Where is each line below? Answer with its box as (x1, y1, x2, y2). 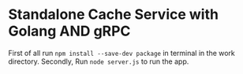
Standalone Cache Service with (8, 6, 219, 24)
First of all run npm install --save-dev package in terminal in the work (8, 48, 235, 57)
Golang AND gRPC (8, 22, 131, 40)
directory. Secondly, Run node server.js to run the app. (8, 57, 189, 66)
